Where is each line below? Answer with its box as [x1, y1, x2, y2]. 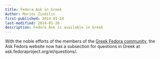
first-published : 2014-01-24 [5, 16, 64, 21]
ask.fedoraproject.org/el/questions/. [5, 49, 77, 55]
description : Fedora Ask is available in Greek [5, 25, 104, 30]
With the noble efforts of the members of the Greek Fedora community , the [5, 38, 156, 44]
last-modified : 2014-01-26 [5, 20, 60, 26]
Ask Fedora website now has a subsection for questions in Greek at [5, 44, 140, 49]
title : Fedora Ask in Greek [5, 7, 62, 12]
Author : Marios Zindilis [5, 12, 55, 16]
